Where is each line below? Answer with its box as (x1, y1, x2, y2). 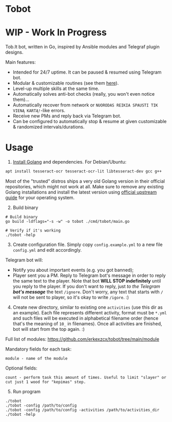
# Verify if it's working (5, 227, 61, 233)
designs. (5, 49, 24, 56)
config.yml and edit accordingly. (12, 247, 82, 253)
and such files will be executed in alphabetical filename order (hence (12, 315, 159, 321)
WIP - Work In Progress (5, 27, 107, 39)
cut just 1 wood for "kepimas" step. (5, 379, 86, 384)
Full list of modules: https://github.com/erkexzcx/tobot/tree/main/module (5, 336, 160, 342)
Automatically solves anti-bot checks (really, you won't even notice (12, 91, 155, 97)
